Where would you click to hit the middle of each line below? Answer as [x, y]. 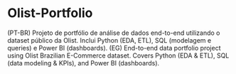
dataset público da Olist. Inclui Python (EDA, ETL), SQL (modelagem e [109, 40]
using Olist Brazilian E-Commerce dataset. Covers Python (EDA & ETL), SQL [118, 55]
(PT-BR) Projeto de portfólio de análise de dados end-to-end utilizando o [114, 33]
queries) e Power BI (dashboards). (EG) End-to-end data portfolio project [114, 48]
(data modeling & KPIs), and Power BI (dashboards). [84, 63]
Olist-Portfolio [50, 13]
